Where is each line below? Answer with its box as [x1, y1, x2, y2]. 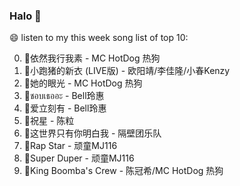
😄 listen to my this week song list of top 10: [9, 32, 189, 44]
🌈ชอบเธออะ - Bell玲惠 [23, 90, 105, 102]
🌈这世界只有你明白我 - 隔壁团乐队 [23, 127, 162, 139]
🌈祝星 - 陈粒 [23, 115, 75, 127]
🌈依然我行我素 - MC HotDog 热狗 [23, 52, 161, 64]
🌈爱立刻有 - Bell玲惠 [23, 102, 107, 114]
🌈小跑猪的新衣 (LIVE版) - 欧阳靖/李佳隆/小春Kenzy [23, 65, 231, 77]
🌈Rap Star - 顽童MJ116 [23, 140, 118, 152]
